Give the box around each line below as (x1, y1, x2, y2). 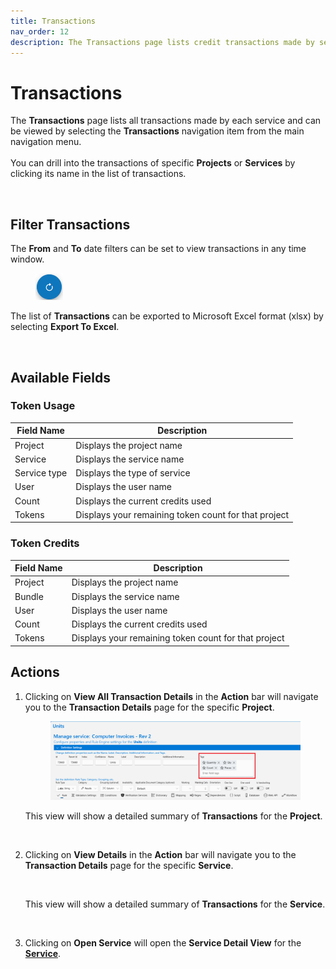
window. (10, 253, 45, 265)
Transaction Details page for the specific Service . (24, 860, 234, 872)
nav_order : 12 (10, 26, 70, 37)
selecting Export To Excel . (10, 321, 120, 333)
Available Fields (10, 369, 112, 386)
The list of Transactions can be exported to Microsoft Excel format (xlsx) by (10, 310, 324, 322)
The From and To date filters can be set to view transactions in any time (10, 243, 307, 255)
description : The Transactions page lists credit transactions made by (10, 37, 315, 47)
